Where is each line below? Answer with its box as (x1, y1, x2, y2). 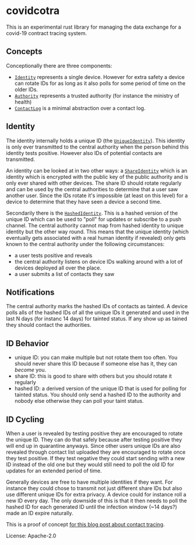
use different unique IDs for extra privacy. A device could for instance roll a (6, 491, 187, 498)
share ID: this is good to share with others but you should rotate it (14, 372, 172, 380)
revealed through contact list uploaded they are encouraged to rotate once (6, 449, 186, 456)
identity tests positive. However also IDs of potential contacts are (6, 149, 162, 156)
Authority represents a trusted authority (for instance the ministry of (14, 92, 180, 99)
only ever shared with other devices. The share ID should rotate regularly (6, 180, 182, 187)
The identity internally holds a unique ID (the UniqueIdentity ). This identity (6, 137, 185, 144)
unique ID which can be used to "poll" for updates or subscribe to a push (6, 215, 182, 223)
